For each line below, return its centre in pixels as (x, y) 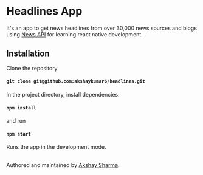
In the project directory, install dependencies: (63, 94)
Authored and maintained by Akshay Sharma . (63, 165)
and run (16, 121)
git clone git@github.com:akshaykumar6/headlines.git (76, 81)
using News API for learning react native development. (74, 34)
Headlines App (44, 11)
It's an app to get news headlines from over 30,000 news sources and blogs (102, 28)
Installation (28, 54)
